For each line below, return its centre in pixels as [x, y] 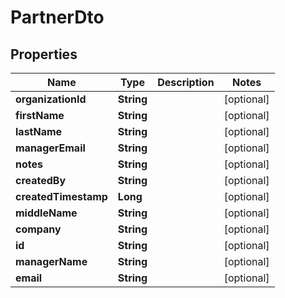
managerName [51, 261]
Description [186, 82]
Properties [44, 54]
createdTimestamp [61, 196]
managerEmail [50, 148]
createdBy [41, 180]
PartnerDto [57, 17]
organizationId [51, 99]
